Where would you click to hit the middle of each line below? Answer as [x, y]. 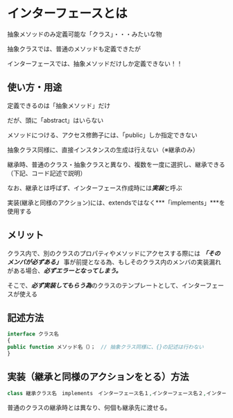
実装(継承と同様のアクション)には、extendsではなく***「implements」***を [116, 202]
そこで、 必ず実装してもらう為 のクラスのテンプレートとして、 [95, 285]
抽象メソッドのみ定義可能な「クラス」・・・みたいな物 [85, 34]
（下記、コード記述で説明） [47, 173]
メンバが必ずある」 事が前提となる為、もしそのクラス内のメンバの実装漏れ [114, 262]
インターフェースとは [67, 14]
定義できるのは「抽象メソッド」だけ [59, 105]
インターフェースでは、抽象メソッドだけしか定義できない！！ [95, 63]
